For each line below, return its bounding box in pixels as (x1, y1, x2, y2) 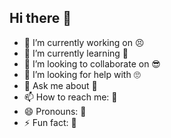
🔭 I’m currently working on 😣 (23, 36, 145, 48)
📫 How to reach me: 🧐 (23, 91, 118, 103)
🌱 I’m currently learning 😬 (23, 47, 129, 59)
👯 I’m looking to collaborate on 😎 (23, 57, 161, 70)
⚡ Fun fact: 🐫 (23, 116, 77, 128)
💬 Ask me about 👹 (23, 79, 98, 91)
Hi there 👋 (9, 10, 72, 27)
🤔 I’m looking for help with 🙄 (23, 68, 141, 80)
